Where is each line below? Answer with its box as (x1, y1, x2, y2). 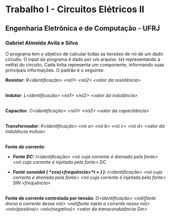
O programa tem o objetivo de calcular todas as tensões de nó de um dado (5, 51, 163, 57)
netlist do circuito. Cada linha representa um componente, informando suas (5, 61, 165, 67)
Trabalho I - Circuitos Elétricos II (5, 4, 144, 15)
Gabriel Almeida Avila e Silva (5, 39, 78, 46)
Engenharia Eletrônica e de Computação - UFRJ (5, 24, 160, 33)
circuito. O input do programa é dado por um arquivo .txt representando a (5, 56, 160, 62)
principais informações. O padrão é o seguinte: (5, 67, 105, 73)
